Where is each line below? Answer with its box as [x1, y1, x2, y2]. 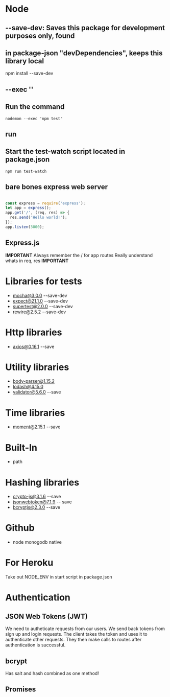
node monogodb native [12, 539, 62, 545]
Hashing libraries [5, 476, 80, 488]
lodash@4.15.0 [12, 384, 43, 390]
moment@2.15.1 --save [12, 424, 61, 430]
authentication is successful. [5, 642, 66, 648]
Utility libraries [5, 361, 69, 373]
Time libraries [5, 407, 65, 419]
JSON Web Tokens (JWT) [5, 612, 88, 621]
